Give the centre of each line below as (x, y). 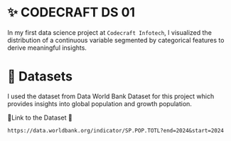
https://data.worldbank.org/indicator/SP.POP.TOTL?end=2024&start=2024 (116, 130)
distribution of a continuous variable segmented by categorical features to (116, 40)
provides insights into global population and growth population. (100, 103)
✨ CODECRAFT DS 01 (71, 12)
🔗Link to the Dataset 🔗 (40, 117)
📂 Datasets (40, 77)
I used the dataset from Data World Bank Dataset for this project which (111, 96)
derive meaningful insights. (47, 48)
